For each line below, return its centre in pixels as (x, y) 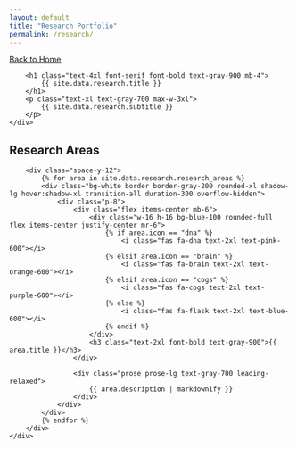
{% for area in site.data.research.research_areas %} (143, 179)
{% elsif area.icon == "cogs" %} (167, 280)
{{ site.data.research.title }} (102, 84)
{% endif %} (127, 327)
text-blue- (269, 312)
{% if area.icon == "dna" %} (159, 233)
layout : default (39, 17)
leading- (253, 374)
